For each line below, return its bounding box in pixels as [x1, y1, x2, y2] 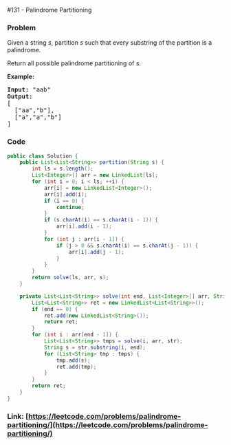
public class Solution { [7, 153, 78, 160]
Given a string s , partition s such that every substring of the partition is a [7, 39, 212, 47]
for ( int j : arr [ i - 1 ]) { [43, 235, 125, 243]
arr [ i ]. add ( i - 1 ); [56, 223, 112, 230]
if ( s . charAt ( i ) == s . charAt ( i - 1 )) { [43, 217, 159, 224]
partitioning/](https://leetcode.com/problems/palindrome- [7, 420, 208, 429]
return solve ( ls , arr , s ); [32, 274, 109, 281]
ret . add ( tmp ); [56, 363, 97, 370]
